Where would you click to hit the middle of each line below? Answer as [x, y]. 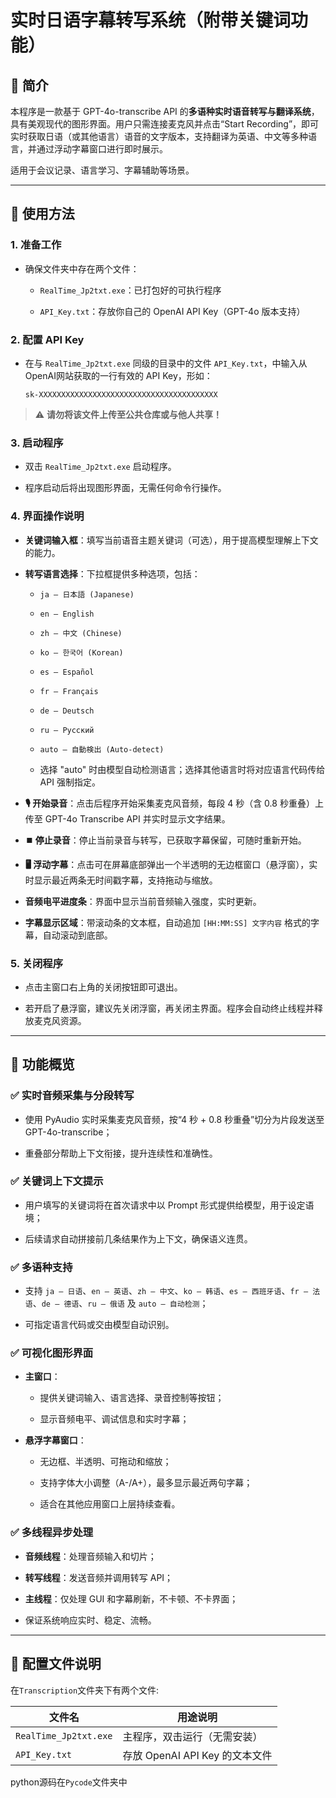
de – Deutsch [67, 711]
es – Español [67, 672]
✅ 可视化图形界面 [52, 1353]
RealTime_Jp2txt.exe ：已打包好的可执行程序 [130, 290]
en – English [67, 614]
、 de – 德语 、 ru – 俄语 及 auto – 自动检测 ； [120, 1303]
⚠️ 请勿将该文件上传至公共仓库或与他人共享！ [128, 414]
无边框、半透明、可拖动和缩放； [105, 1462]
